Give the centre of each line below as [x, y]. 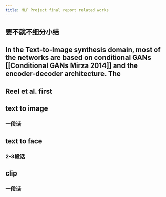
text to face [24, 141]
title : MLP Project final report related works [57, 10]
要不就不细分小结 [32, 32]
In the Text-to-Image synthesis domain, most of [83, 50]
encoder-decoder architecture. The [63, 74]
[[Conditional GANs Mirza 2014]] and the [72, 66]
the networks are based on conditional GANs [78, 58]
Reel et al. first [29, 91]
